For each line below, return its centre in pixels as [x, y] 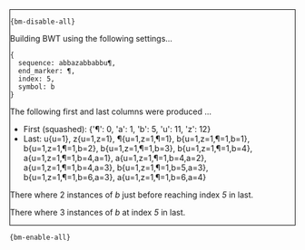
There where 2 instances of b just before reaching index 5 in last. [132, 195]
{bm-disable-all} [43, 22]
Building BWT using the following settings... [91, 38]
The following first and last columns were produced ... [111, 111]
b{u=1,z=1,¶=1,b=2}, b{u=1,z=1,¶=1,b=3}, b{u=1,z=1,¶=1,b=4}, [138, 148]
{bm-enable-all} [40, 237]
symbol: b [36, 87]
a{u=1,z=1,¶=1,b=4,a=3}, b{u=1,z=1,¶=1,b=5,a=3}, [116, 168]
